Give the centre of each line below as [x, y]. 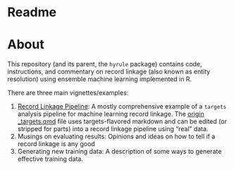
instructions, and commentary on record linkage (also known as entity [109, 72]
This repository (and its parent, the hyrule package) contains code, [105, 64]
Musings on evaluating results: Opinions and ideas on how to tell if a [116, 136]
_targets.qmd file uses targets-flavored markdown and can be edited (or [122, 121]
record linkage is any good [56, 144]
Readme [32, 12]
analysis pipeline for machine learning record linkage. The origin [111, 114]
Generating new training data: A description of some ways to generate [119, 152]
